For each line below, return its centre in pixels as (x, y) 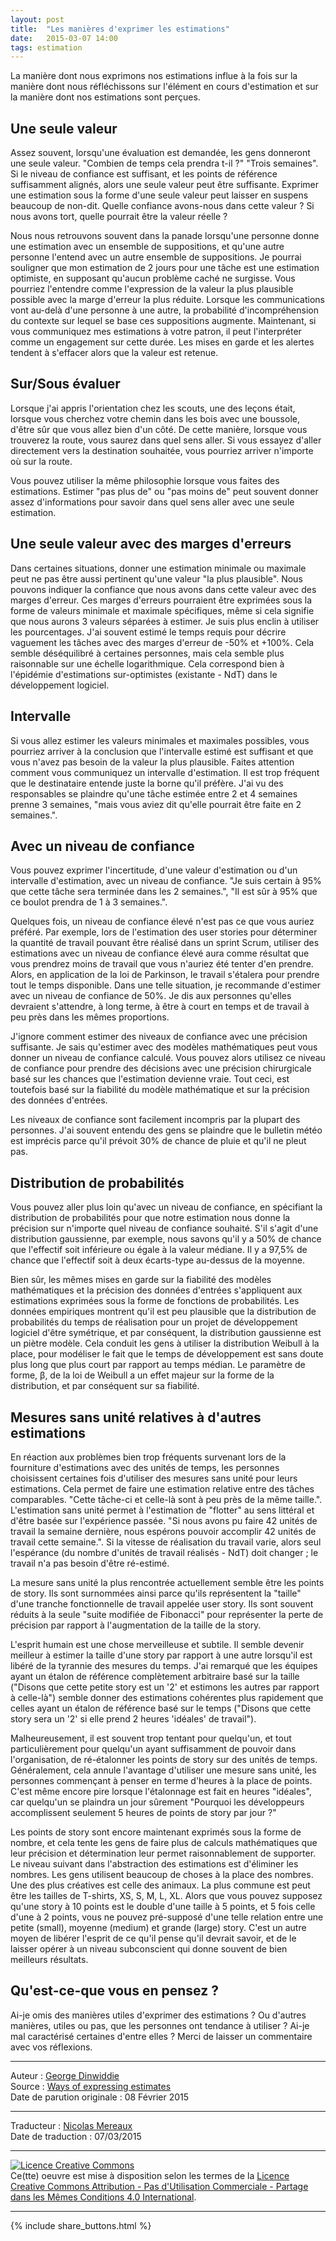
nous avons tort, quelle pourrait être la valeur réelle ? (119, 217)
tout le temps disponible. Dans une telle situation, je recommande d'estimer (165, 985)
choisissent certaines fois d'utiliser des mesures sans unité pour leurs (154, 1478)
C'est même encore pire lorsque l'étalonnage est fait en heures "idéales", (161, 1791)
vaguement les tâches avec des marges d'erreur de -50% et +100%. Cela (162, 642)
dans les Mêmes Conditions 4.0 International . (103, 2197)
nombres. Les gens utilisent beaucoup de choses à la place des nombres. (162, 1874)
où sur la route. (41, 461)
